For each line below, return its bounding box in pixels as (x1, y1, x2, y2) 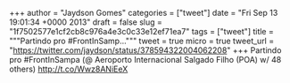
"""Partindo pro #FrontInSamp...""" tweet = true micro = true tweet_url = (9, 35, 275, 46)
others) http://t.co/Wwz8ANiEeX (9, 64, 128, 74)
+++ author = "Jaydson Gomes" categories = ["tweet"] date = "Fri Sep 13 (9, 8, 278, 18)
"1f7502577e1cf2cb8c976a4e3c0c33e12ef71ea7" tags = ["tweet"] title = (9, 26, 274, 36)
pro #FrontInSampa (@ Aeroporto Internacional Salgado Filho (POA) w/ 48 (9, 55, 282, 64)
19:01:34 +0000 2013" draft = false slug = (9, 17, 162, 27)
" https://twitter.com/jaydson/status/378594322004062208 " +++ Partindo (9, 45, 282, 56)
